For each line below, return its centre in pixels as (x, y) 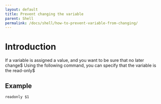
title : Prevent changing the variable (44, 14)
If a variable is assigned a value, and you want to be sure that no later (75, 60)
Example (18, 86)
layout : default (21, 9)
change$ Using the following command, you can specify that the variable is (81, 65)
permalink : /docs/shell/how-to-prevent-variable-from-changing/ (72, 23)
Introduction (31, 47)
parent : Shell (19, 18)
